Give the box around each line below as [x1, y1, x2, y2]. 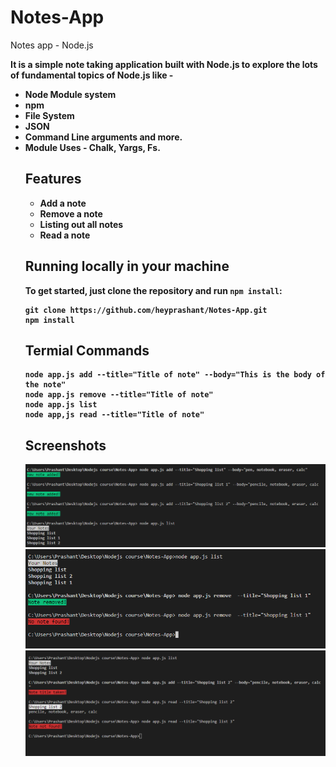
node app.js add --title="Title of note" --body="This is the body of [24, 370, 326, 380]
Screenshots [24, 437, 107, 454]
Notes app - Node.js [10, 39, 94, 51]
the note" [24, 380, 67, 390]
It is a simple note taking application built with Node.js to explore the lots [10, 58, 318, 70]
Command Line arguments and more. [24, 131, 183, 143]
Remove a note [39, 207, 103, 220]
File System [24, 109, 75, 121]
